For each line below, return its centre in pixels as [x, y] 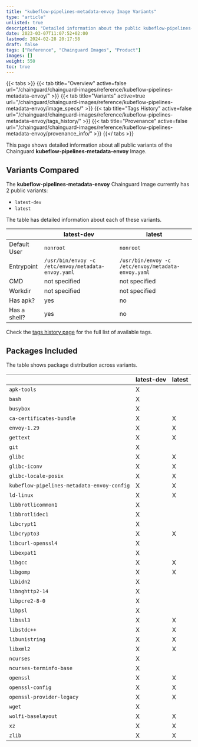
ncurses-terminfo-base [41, 668]
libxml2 [20, 649]
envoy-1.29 [24, 428]
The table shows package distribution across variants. [72, 365]
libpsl [18, 611]
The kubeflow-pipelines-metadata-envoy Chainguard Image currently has [98, 185]
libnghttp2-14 [29, 591]
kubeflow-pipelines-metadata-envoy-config [70, 486]
